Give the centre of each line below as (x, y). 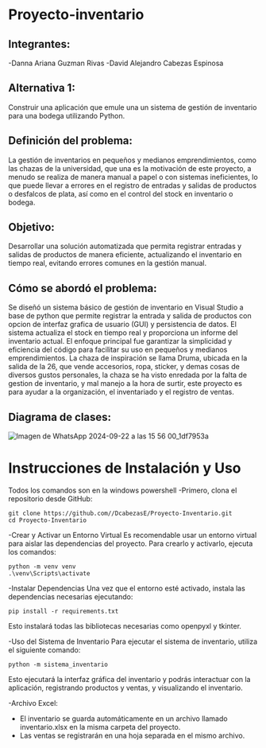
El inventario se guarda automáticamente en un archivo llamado (123, 719)
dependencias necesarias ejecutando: (71, 597)
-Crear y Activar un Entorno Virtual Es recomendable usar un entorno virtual (133, 535)
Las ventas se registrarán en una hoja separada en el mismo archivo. (132, 735)
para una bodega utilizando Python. (67, 115)
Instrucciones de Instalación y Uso (125, 468)
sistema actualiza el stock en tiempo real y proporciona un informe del (123, 333)
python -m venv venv (42, 567)
